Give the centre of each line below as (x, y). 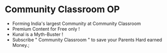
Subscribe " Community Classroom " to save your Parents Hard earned (87, 40)
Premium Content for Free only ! (46, 29)
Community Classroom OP (62, 9)
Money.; (21, 45)
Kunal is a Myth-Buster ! (38, 34)
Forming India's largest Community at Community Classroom (77, 23)
